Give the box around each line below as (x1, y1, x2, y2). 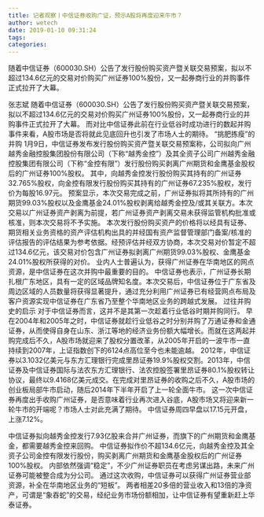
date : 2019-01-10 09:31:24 (8, 26, 97, 34)
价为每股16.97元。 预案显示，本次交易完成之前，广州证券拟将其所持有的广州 (8, 188, 255, 198)
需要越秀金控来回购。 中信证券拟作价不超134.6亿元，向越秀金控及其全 (28, 441, 255, 451)
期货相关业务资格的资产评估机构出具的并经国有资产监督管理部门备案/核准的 (8, 227, 252, 237)
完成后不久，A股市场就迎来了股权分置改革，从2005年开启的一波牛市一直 (14, 336, 251, 345)
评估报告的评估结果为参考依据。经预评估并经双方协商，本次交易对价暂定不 (8, 238, 249, 247)
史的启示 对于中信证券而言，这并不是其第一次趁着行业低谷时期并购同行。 (8, 306, 244, 316)
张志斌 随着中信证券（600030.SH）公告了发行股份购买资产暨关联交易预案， (8, 100, 254, 109)
